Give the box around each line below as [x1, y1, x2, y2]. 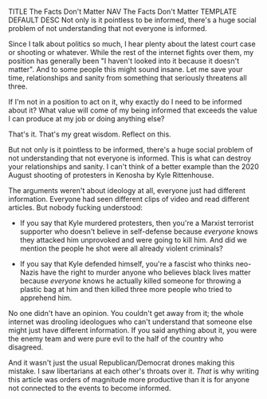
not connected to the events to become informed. [8, 383, 171, 393]
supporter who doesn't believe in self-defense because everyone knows [19, 227, 258, 236]
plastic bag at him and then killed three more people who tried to [19, 285, 233, 294]
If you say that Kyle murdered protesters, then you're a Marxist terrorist [19, 219, 254, 227]
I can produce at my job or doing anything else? [8, 114, 165, 123]
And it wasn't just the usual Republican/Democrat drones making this [8, 358, 235, 367]
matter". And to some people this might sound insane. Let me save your [8, 65, 243, 74]
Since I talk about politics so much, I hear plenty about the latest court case [8, 39, 257, 49]
